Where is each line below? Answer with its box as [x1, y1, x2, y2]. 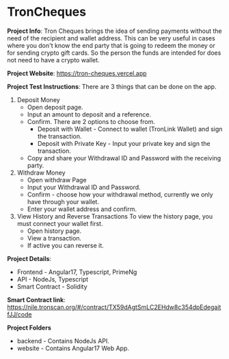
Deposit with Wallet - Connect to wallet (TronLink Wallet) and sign [37, 125, 223, 133]
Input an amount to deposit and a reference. [27, 110, 152, 119]
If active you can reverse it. [27, 241, 104, 249]
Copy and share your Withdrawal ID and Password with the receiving [27, 153, 221, 162]
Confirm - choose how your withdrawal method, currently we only [27, 190, 213, 199]
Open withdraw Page [27, 175, 87, 184]
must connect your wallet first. [16, 219, 103, 227]
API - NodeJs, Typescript [16, 275, 89, 283]
